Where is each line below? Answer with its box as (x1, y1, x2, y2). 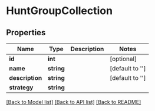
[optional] (110, 55, 137, 63)
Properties (6, 28, 46, 38)
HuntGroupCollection (6, 4, 113, 18)
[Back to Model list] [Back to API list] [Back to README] (6, 99, 141, 105)
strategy (9, 83, 34, 92)
